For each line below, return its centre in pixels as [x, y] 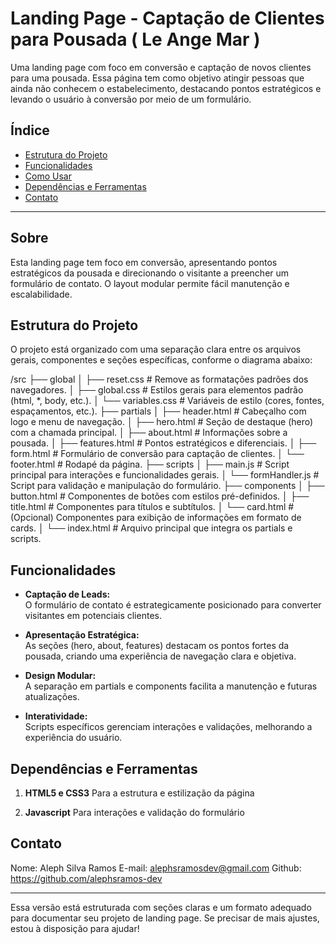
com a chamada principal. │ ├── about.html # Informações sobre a [149, 433]
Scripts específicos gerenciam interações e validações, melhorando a [168, 727]
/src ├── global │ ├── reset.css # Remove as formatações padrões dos [159, 379]
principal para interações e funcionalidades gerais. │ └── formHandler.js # [165, 475]
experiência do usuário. [73, 738]
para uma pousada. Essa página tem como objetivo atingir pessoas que [157, 78]
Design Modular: [60, 676]
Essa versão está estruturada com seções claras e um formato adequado [161, 907]
